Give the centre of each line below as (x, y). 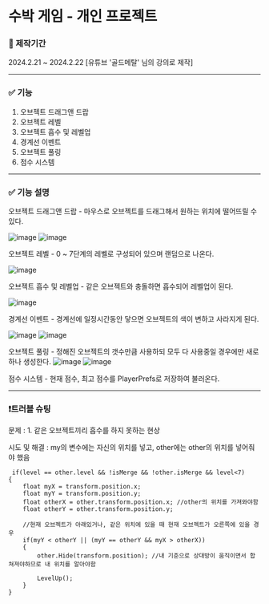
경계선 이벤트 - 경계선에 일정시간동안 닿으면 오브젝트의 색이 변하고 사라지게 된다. (134, 319)
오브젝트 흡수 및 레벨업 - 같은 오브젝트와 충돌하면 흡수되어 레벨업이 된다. (121, 286)
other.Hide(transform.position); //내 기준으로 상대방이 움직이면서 (142, 556)
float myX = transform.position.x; (82, 487)
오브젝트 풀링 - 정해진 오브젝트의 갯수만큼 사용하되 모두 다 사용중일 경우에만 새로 (134, 352)
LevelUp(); (55, 578)
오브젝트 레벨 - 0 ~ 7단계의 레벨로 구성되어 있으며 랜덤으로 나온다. (111, 254)
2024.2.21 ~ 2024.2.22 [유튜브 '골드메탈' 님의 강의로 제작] (101, 63)
